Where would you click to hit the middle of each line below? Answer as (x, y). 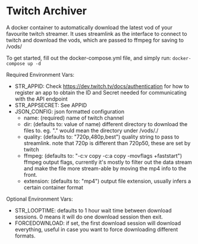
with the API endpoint (41, 99)
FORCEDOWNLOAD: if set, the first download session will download (98, 223)
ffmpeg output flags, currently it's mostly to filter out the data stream (108, 162)
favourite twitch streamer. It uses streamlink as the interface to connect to (97, 33)
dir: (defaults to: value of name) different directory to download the (106, 124)
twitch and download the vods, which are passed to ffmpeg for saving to (95, 40)
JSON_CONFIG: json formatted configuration (70, 111)
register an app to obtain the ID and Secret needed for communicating (101, 92)
